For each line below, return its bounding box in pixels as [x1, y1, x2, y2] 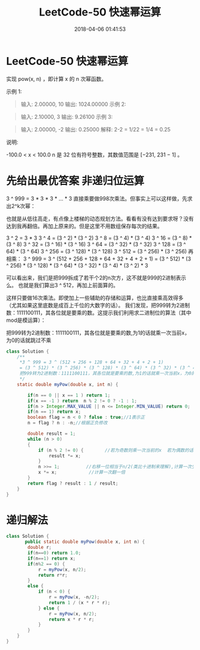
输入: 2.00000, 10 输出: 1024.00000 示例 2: [20, 101, 126, 108]
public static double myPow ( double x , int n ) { [24, 539, 145, 545]
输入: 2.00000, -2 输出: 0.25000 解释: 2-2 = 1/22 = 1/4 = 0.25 [20, 125, 171, 133]
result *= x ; [48, 453, 82, 459]
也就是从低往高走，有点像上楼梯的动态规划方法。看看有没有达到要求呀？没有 [6, 215, 194, 222]
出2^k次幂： [6, 202, 36, 209]
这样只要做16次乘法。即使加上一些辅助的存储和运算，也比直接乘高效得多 [6, 294, 184, 301]
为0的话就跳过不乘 [6, 337, 52, 344]
